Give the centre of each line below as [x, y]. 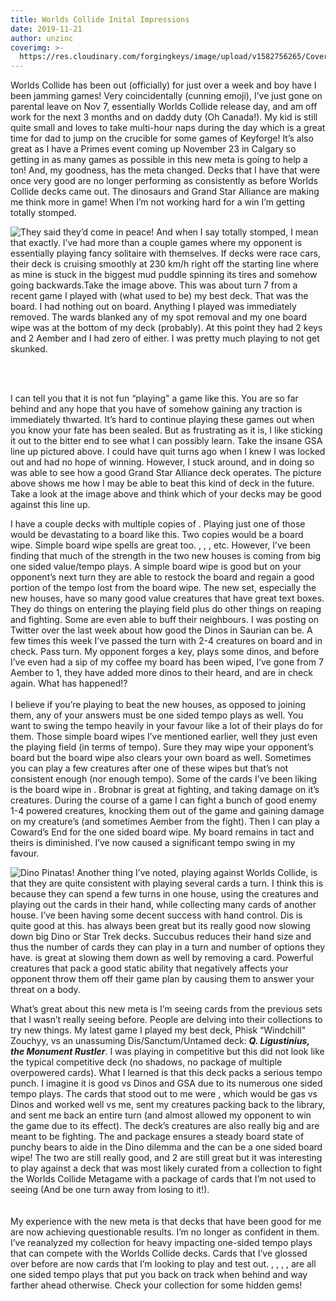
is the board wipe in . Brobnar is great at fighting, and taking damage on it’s [165, 790]
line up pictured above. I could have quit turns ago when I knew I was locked [168, 452]
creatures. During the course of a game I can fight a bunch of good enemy [164, 800]
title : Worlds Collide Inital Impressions [100, 19]
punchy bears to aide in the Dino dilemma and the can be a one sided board [166, 1147]
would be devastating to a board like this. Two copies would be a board [157, 535]
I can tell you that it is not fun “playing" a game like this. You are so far [154, 398]
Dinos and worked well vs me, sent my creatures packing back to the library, [168, 1105]
